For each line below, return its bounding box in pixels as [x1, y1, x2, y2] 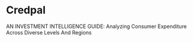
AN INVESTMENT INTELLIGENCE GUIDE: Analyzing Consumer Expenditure [6, 23, 187, 30]
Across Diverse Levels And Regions [6, 29, 92, 36]
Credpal [6, 3, 46, 17]
